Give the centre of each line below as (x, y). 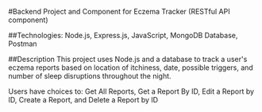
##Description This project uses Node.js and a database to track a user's (128, 59)
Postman (23, 44)
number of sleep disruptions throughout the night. (90, 76)
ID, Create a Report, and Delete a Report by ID (83, 100)
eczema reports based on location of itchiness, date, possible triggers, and (131, 68)
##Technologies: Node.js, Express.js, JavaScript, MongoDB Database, (123, 35)
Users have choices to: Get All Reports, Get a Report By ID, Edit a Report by (131, 91)
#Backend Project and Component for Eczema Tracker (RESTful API (119, 12)
